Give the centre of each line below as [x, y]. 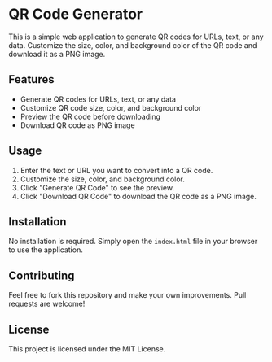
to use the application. [46, 250]
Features [31, 79]
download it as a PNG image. [57, 54]
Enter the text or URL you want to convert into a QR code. [116, 170]
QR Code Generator [76, 14]
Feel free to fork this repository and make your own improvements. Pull [127, 295]
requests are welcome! [47, 304]
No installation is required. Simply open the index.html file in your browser [133, 242]
